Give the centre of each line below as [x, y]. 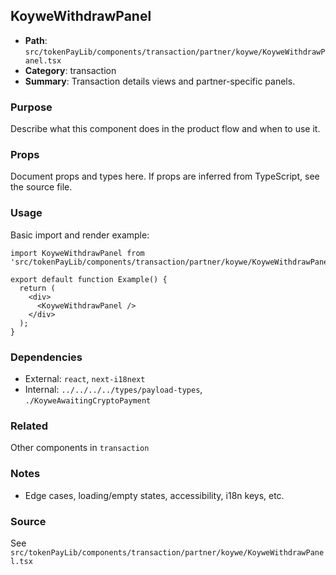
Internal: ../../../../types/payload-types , [113, 389]
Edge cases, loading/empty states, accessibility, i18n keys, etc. [154, 495]
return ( [37, 288]
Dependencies [46, 357]
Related [29, 426]
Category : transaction [70, 70]
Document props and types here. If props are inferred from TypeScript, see [165, 176]
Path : [36, 40]
